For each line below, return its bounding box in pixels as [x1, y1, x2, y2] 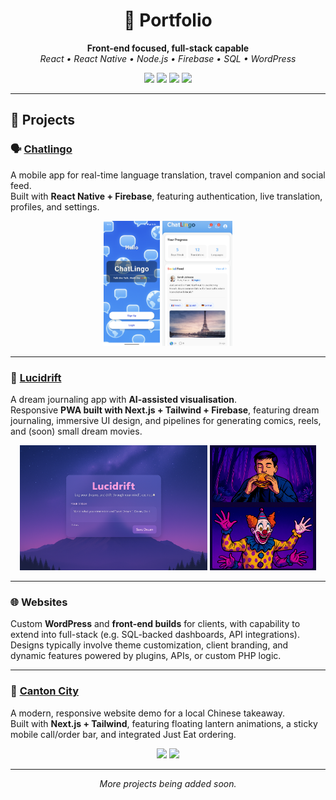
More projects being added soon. [99, 777, 237, 789]
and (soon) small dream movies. [10, 425, 143, 437]
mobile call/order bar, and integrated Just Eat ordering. [10, 728, 237, 740]
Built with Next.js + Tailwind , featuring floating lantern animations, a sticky [10, 717, 318, 729]
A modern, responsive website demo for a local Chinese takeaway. [10, 707, 286, 719]
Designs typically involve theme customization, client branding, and [10, 639, 289, 651]
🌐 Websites [10, 595, 68, 609]
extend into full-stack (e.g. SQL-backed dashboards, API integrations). [10, 629, 300, 641]
